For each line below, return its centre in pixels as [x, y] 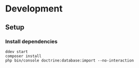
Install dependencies [31, 41]
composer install [23, 56]
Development [34, 9]
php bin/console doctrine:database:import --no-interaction [70, 60]
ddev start [17, 51]
